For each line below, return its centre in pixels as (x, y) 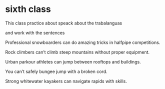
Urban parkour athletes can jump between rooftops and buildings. (73, 61)
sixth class (28, 9)
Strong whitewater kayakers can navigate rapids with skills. (66, 81)
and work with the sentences (35, 32)
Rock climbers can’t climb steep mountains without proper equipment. (77, 52)
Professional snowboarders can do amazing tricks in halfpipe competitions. (83, 42)
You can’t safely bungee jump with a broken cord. (56, 71)
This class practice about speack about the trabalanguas (64, 23)
